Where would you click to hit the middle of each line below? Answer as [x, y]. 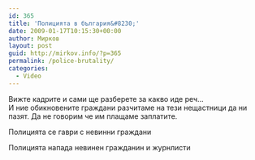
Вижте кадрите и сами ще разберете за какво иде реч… [106, 99]
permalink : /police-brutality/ [61, 61]
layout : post [30, 46]
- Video [29, 76]
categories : [28, 69]
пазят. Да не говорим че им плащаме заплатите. [93, 116]
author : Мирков [34, 38]
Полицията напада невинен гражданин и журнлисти [99, 147]
